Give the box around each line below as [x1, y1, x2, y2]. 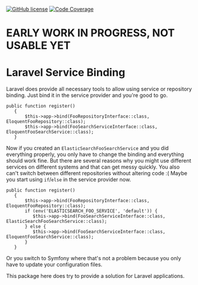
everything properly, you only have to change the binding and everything [6, 151, 184, 158]
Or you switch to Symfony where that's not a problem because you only [6, 255, 181, 262]
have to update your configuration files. [6, 261, 103, 268]
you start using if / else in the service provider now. [6, 176, 132, 183]
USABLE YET [6, 39, 71, 53]
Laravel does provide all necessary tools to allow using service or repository [6, 86, 192, 93]
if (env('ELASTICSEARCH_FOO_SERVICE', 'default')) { [24, 208, 158, 214]
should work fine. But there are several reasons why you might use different [6, 157, 191, 164]
